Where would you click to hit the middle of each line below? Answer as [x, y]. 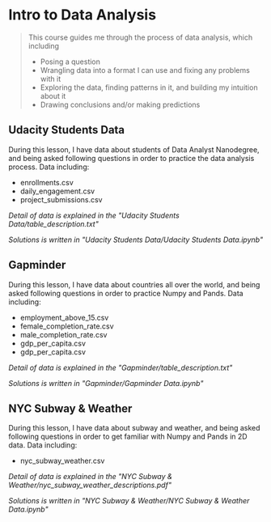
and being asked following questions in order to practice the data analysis [131, 158]
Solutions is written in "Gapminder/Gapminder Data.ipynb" [106, 383]
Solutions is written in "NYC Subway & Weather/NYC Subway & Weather [129, 501]
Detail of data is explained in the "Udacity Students [94, 215]
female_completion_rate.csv [67, 326]
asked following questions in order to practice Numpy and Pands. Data [126, 293]
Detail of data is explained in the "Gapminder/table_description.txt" [121, 367]
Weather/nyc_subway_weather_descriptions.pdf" [90, 485]
